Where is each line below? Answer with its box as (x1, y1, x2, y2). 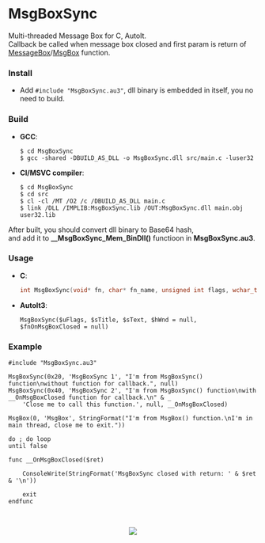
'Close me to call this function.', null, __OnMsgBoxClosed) (22, 401, 228, 408)
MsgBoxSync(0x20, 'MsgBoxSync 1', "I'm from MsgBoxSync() (8, 373, 203, 381)
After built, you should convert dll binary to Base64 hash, (8, 225, 194, 234)
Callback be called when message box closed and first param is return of (8, 39, 247, 48)
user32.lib (19, 211, 56, 218)
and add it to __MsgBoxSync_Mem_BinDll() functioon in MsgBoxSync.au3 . (8, 233, 256, 242)
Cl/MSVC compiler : (19, 168, 85, 177)
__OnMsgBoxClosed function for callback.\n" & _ (8, 393, 172, 401)
